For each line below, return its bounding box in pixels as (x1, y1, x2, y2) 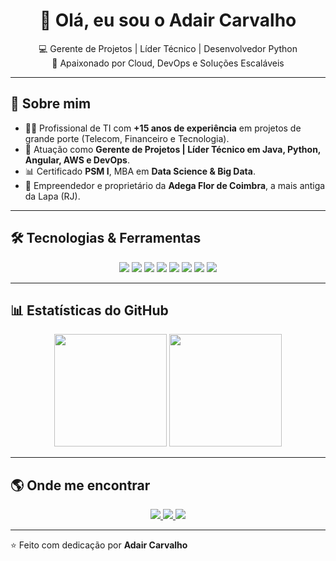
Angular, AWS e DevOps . (24, 154, 130, 166)
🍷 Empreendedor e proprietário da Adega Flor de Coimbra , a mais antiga (24, 179, 326, 191)
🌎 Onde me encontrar (10, 477, 151, 494)
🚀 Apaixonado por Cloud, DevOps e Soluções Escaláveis (51, 57, 285, 69)
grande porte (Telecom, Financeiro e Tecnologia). (24, 132, 230, 144)
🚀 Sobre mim (10, 95, 92, 113)
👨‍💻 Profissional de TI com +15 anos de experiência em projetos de (24, 122, 302, 134)
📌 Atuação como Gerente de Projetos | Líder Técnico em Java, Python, (24, 143, 322, 155)
